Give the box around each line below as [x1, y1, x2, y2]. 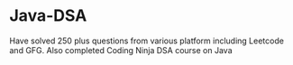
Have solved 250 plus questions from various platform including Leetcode [9, 35, 284, 46]
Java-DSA [9, 5, 87, 26]
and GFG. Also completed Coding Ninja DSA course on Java [9, 44, 233, 55]
